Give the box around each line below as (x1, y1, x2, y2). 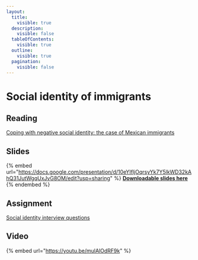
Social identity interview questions (6, 214, 90, 221)
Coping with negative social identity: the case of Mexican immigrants (6, 129, 175, 136)
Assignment (6, 198, 52, 208)
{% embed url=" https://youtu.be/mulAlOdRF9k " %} (6, 247, 132, 254)
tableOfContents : (11, 36, 55, 42)
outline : (11, 48, 33, 54)
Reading (6, 113, 37, 123)
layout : (6, 8, 25, 15)
